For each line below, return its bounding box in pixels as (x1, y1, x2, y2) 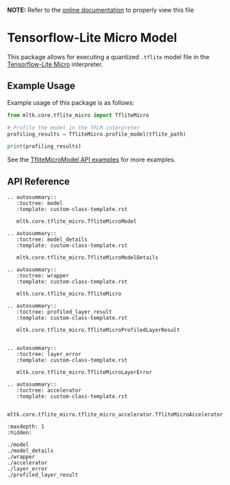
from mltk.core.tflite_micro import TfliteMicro (7, 112, 149, 119)
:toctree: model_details (16, 236, 88, 244)
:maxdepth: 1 (7, 424, 45, 430)
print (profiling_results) (7, 143, 81, 150)
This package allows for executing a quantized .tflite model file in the (7, 52, 210, 61)
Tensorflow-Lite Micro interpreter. (7, 60, 103, 68)
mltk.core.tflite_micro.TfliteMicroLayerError (16, 369, 153, 376)
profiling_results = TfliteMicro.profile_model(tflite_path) (7, 130, 187, 137)
